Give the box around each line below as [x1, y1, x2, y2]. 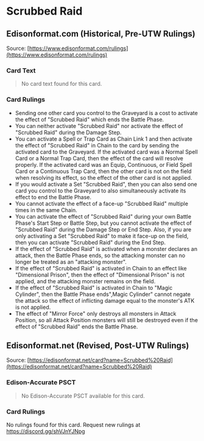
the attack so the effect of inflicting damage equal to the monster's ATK [15, 297, 195, 304]
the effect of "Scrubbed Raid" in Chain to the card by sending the [15, 141, 180, 149]
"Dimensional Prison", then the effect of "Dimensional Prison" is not [15, 271, 185, 278]
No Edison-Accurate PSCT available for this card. [21, 392, 145, 400]
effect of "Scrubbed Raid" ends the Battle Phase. [15, 323, 138, 330]
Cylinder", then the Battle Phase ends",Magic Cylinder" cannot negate [15, 291, 191, 298]
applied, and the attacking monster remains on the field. [15, 277, 156, 284]
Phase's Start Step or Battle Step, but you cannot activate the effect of [15, 219, 192, 227]
